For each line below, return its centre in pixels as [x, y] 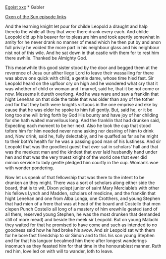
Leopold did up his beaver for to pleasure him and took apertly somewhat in [83, 37]
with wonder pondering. [30, 168]
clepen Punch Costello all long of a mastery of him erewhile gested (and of [81, 209]
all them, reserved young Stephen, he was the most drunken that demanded [83, 214]
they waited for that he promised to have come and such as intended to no [81, 225]
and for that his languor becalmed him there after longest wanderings [76, 241]
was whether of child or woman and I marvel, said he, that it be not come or [82, 89]
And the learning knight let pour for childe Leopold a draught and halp [76, 26]
